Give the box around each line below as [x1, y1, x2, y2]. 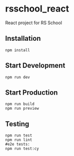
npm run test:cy [5, 146, 39, 151]
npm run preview [5, 106, 39, 111]
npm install [5, 47, 30, 53]
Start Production [5, 88, 58, 97]
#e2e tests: [5, 142, 30, 147]
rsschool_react [5, 3, 69, 15]
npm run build [5, 102, 35, 107]
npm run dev [5, 74, 30, 80]
